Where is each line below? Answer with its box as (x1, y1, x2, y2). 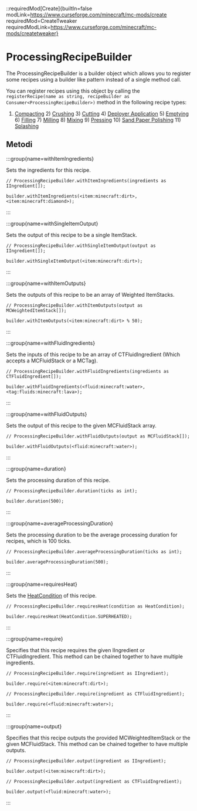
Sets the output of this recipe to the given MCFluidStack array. (6, 422, 157, 429)
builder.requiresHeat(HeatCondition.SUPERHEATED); (6, 613, 133, 619)
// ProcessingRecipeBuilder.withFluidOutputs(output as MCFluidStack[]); (6, 433, 191, 439)
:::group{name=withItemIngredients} (6, 155, 94, 162)
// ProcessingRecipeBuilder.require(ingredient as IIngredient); (6, 670, 169, 676)
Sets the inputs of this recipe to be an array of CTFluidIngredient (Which (6, 351, 181, 358)
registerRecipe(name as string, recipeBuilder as (6, 93, 130, 99)
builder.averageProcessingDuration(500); (6, 559, 109, 565)
